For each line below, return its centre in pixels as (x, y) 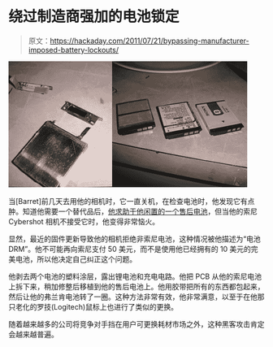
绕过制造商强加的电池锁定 (94, 17)
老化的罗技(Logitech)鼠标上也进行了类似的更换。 (97, 306)
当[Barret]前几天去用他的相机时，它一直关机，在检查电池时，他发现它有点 (132, 201)
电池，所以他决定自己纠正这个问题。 (76, 259)
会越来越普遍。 (33, 334)
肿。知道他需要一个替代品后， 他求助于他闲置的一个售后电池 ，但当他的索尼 (133, 211)
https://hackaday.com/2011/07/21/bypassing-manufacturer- (149, 41)
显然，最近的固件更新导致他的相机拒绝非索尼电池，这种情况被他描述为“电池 (135, 239)
